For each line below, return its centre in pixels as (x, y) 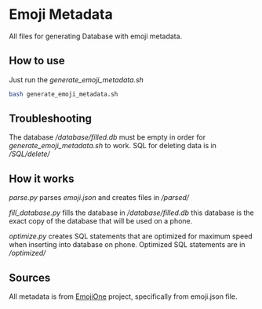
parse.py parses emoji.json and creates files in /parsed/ (99, 198)
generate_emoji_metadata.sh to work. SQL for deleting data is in (113, 146)
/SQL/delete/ (29, 154)
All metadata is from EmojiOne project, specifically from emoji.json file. (123, 296)
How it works (42, 178)
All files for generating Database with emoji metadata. (96, 36)
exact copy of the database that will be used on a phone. (101, 221)
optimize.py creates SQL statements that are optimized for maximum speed (131, 236)
